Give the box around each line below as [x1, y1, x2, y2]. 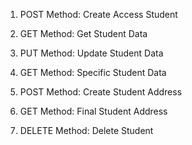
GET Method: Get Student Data [19, 28, 148, 39]
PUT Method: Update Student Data [19, 47, 164, 59]
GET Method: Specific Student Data [19, 67, 167, 78]
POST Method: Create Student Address [19, 86, 183, 98]
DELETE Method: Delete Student [19, 125, 154, 136]
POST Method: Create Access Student [19, 9, 178, 20]
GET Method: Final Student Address [19, 105, 168, 117]
